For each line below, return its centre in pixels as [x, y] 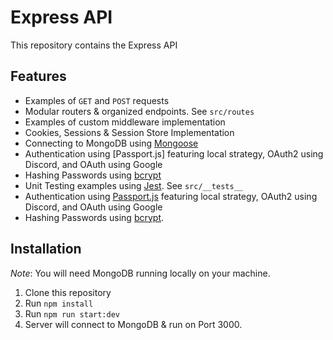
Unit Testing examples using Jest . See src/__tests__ [133, 185]
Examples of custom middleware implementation [125, 122]
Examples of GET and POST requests [97, 100]
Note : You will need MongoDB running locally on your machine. [140, 273]
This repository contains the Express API [94, 45]
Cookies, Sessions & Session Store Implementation [129, 132]
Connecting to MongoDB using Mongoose [111, 143]
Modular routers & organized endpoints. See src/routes [139, 111]
